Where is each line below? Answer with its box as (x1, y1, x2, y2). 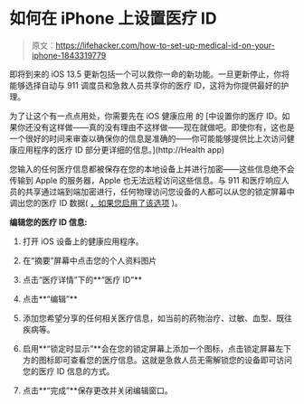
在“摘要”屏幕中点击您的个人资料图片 (22, 255, 157, 266)
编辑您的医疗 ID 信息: (9, 216, 88, 227)
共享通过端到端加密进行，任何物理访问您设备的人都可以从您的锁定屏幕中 (24, 186, 295, 197)
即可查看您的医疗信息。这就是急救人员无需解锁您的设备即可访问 (53, 354, 292, 365)
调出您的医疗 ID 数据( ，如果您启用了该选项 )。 (9, 197, 183, 208)
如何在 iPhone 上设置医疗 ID (9, 8, 217, 29)
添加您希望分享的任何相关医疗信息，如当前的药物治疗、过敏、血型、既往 (22, 313, 292, 324)
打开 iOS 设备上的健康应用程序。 (22, 236, 144, 247)
